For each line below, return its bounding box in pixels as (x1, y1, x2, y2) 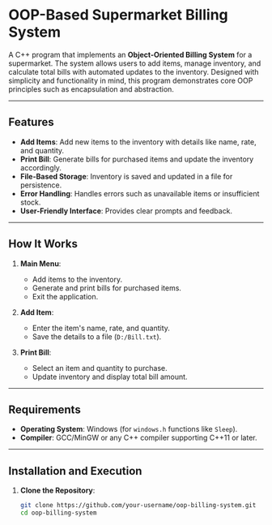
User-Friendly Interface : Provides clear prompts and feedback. (19, 205, 233, 216)
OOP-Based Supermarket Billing (8, 6, 228, 24)
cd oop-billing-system (19, 509, 97, 517)
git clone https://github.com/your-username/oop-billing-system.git (19, 501, 257, 510)
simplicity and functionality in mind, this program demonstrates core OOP (8, 75, 253, 85)
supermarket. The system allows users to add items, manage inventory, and (8, 58, 261, 68)
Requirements (8, 402, 81, 416)
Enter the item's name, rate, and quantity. (32, 323, 170, 333)
